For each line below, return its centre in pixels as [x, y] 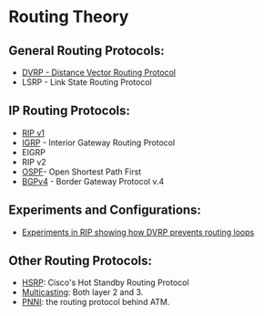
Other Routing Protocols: [80, 261]
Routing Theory [69, 17]
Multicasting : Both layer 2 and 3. [82, 292]
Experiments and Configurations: [105, 211]
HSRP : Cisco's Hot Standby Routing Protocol [105, 283]
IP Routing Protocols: [70, 111]
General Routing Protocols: [86, 51]
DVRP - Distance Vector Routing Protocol [99, 72]
